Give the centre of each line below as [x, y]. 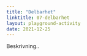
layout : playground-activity [43, 23]
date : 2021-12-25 [28, 29]
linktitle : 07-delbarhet [38, 18]
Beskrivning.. [23, 46]
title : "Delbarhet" [31, 12]
